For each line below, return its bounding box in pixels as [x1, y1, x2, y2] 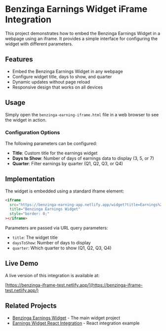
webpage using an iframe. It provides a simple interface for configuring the [5, 36, 158, 42]
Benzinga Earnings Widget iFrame [5, 3, 148, 15]
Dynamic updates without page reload [12, 79, 90, 85]
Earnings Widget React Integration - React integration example [12, 320, 140, 326]
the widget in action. [5, 117, 47, 123]
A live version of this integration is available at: [5, 272, 100, 278]
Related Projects [5, 302, 57, 310]
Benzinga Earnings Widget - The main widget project [12, 315, 121, 321]
